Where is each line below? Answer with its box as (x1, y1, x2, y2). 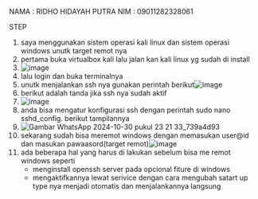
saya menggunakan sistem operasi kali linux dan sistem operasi (20, 37, 230, 47)
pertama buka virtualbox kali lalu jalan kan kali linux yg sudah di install (20, 55, 250, 64)
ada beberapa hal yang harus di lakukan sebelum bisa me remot (20, 147, 232, 157)
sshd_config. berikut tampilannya (20, 114, 130, 123)
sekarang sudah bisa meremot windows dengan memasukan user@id (20, 131, 249, 140)
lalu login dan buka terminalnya (20, 72, 123, 80)
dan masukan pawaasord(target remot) (20, 139, 150, 148)
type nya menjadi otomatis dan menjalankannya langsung (32, 181, 221, 190)
